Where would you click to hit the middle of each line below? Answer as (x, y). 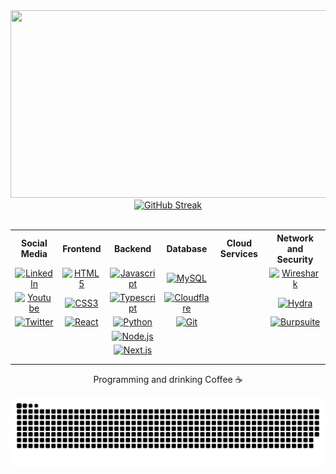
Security (295, 259)
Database (187, 248)
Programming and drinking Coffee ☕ (168, 379)
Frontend (82, 248)
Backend (132, 248)
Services (238, 253)
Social (34, 243)
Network (295, 238)
